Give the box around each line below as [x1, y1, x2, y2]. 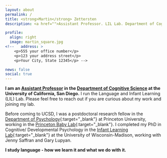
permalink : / [5, 12, 32, 17]
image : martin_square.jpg [9, 39, 64, 45]
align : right [9, 35, 37, 40]
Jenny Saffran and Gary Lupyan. [5, 138, 72, 144]
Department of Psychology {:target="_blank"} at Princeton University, [5, 116, 147, 122]
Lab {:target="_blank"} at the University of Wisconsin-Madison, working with [5, 132, 162, 138]
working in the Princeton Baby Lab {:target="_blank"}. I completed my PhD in [5, 122, 162, 128]
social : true [5, 72, 32, 77]
